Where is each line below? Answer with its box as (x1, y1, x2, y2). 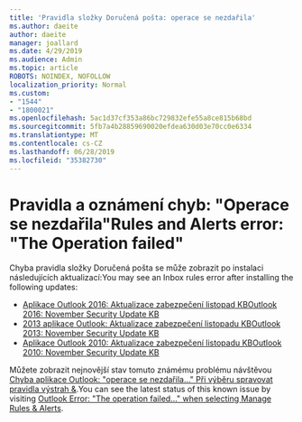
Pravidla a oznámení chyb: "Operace (9, 195, 290, 215)
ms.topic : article (9, 64, 78, 73)
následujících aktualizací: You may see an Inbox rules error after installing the (9, 272, 294, 283)
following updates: (9, 281, 78, 293)
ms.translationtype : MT (9, 131, 99, 140)
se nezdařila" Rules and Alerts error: (9, 214, 284, 234)
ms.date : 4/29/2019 (9, 47, 83, 56)
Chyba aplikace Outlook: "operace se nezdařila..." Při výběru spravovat (9, 374, 273, 385)
